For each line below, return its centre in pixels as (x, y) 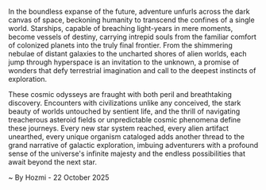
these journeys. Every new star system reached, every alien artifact (118, 128)
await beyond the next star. (53, 162)
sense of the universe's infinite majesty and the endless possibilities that (127, 153)
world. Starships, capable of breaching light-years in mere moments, (121, 28)
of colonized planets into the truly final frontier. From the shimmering (120, 45)
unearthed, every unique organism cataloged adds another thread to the (126, 137)
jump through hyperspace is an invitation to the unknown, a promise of (124, 62)
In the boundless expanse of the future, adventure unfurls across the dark (129, 12)
